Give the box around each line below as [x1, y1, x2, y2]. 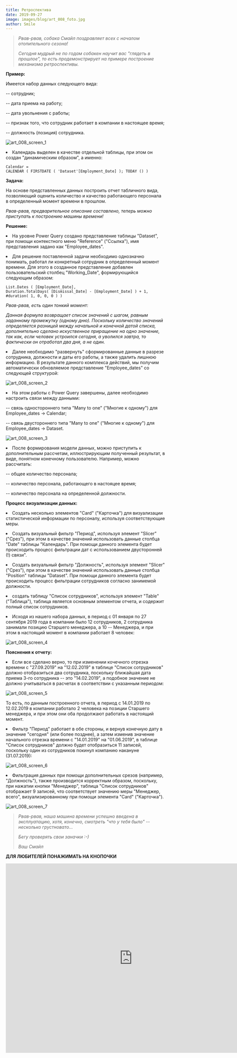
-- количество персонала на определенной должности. [6, 490, 126, 496]
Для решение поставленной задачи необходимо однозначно [12, 254, 145, 260]
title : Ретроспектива [6, 7, 52, 13]
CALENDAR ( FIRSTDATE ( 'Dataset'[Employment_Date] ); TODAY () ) [6, 169, 149, 174]
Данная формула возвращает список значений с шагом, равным [6, 312, 148, 318]
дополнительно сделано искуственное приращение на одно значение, [6, 328, 160, 334]
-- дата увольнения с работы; [6, 110, 70, 116]
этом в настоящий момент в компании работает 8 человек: [6, 630, 135, 636]
